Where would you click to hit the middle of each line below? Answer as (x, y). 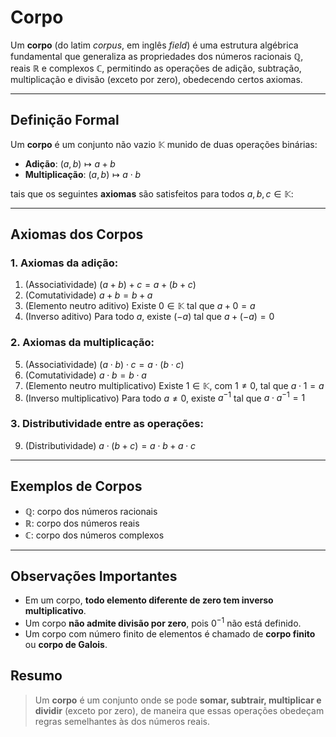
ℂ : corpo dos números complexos (94, 535)
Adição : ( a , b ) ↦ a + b (70, 163)
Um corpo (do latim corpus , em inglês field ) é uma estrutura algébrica (154, 45)
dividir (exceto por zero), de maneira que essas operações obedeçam (179, 710)
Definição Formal (65, 120)
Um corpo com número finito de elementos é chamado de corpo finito (170, 633)
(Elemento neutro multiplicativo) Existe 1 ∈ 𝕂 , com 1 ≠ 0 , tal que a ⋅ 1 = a (174, 385)
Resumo (36, 676)
